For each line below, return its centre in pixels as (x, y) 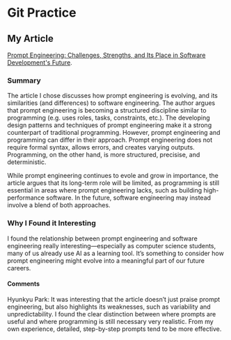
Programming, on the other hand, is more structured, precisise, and (104, 155)
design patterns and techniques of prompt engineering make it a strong (110, 125)
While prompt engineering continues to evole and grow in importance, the (113, 176)
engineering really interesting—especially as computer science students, (112, 245)
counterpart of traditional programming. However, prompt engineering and (114, 133)
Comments (24, 284)
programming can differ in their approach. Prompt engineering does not (110, 140)
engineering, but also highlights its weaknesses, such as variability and (109, 307)
